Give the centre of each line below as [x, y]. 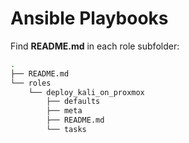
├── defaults [73, 102]
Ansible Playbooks [89, 18]
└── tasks [66, 130]
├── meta [64, 111]
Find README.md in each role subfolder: [95, 46]
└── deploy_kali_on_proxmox [86, 92]
